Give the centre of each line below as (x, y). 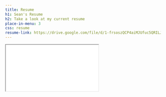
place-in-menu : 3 (23, 24)
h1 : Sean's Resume (24, 14)
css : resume (17, 28)
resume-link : (19, 33)
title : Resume (20, 10)
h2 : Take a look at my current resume (45, 19)
